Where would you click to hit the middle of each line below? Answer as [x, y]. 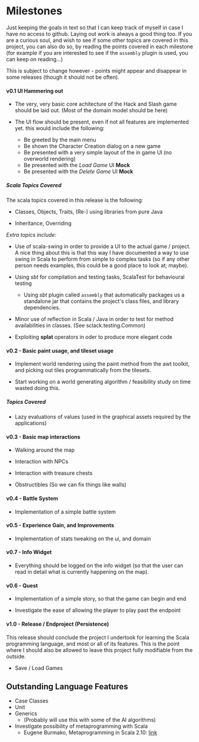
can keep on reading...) [35, 59]
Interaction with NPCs [41, 462]
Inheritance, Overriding [43, 223]
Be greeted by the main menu [60, 140]
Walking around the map [45, 450]
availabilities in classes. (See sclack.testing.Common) [80, 326]
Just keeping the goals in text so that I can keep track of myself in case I [95, 27]
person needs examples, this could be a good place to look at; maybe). [102, 265]
